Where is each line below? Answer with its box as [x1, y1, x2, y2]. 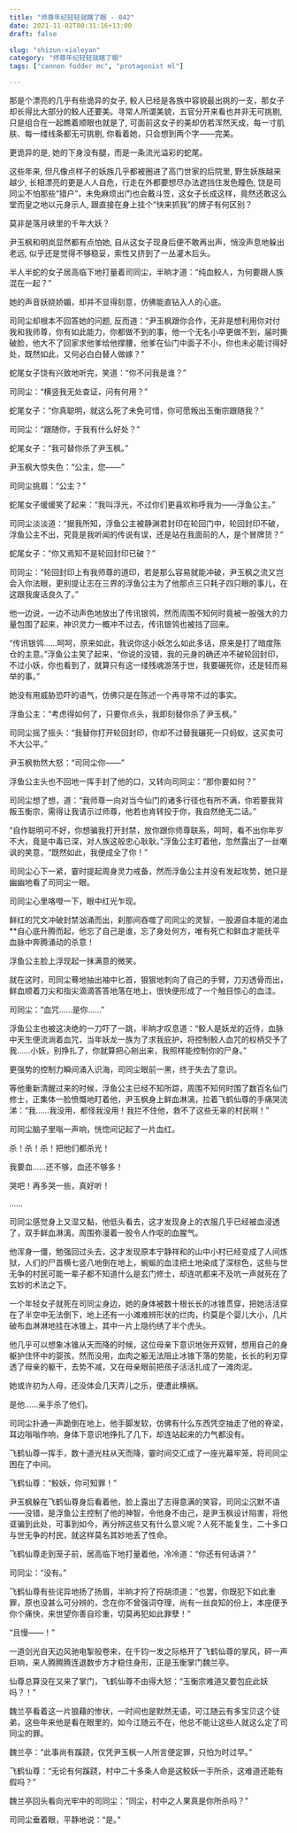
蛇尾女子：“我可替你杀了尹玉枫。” [9, 443, 129, 453]
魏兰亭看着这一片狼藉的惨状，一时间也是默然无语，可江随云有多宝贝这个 [9, 1706, 272, 1716]
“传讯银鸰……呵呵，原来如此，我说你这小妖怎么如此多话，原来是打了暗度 [9, 638, 274, 648]
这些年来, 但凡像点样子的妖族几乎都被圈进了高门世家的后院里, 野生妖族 [9, 166, 266, 176]
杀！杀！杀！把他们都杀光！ [9, 1143, 110, 1153]
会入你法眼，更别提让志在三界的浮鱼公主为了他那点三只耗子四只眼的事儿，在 [9, 578, 288, 588]
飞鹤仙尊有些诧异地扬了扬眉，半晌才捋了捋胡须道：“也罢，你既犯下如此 [9, 1587, 269, 1596]
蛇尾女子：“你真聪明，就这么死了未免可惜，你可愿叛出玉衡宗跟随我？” [9, 405, 264, 416]
